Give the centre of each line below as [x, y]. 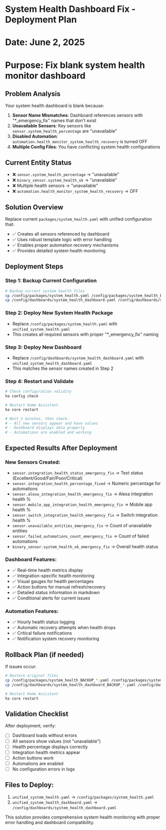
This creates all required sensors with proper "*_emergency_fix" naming [85, 334]
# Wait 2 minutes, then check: [37, 418]
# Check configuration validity [38, 392]
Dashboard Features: [31, 559]
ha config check [22, 396]
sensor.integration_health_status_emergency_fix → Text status [78, 473]
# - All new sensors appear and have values [52, 423]
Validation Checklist [37, 714]
